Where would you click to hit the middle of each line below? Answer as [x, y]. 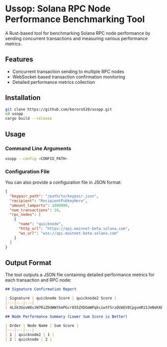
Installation [23, 98]
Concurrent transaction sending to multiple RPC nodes [68, 71]
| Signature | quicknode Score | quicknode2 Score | [61, 298]
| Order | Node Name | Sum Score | [42, 326]
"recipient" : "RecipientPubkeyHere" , [49, 201]
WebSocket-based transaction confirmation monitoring [69, 77]
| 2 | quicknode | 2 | [29, 340]
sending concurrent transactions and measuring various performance [77, 38]
